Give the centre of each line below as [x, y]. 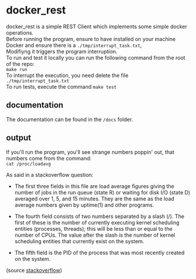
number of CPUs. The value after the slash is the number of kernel [95, 235]
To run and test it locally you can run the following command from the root [96, 58]
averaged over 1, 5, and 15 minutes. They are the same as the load [94, 199]
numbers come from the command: [49, 158]
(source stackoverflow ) [34, 270]
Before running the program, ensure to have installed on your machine [91, 39]
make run [17, 69]
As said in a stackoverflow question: [50, 174]
